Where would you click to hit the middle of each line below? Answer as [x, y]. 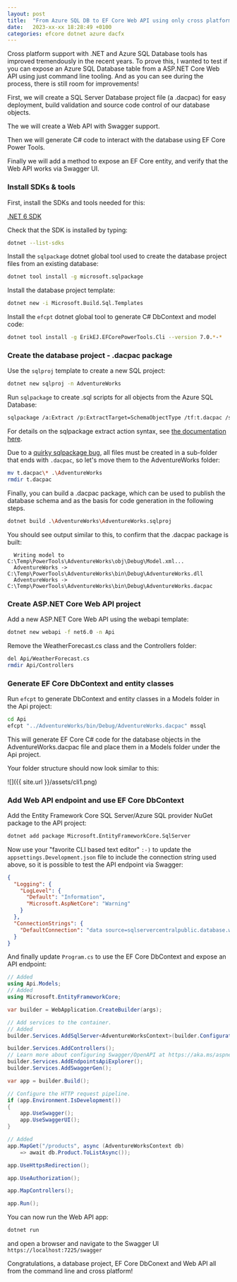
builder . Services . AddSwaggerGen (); [60, 1068]
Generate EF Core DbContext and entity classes [91, 683]
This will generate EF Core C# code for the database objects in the [104, 739]
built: [15, 542]
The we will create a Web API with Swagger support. [84, 126]
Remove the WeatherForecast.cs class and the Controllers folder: [102, 645]
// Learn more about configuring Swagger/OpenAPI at [86, 1055]
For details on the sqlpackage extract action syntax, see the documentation [117, 432]
